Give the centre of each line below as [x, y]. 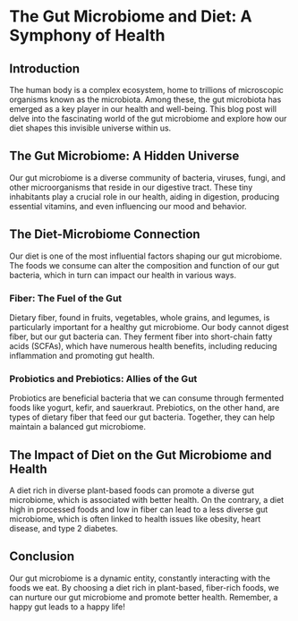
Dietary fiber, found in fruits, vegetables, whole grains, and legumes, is [140, 317]
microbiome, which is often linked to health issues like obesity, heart [135, 519]
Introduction [45, 68]
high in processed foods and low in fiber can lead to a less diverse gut [139, 510]
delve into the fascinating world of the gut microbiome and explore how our [148, 119]
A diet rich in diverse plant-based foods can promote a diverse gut [132, 490]
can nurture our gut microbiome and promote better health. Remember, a [144, 597]
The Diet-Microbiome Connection [105, 234]
